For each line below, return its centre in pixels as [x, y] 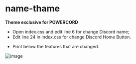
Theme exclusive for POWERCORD [42, 22]
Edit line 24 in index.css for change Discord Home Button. [71, 37]
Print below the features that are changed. [56, 46]
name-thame [33, 9]
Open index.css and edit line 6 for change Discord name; [71, 32]
